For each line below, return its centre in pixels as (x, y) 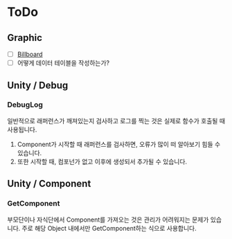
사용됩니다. (22, 130)
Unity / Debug (38, 85)
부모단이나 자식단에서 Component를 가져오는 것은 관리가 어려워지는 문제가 (108, 220)
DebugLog (25, 105)
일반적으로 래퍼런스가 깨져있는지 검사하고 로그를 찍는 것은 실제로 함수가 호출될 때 (116, 121)
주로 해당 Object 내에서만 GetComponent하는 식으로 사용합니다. (109, 228)
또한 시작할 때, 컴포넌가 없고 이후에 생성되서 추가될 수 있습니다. (102, 161)
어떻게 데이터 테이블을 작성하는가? (63, 63)
